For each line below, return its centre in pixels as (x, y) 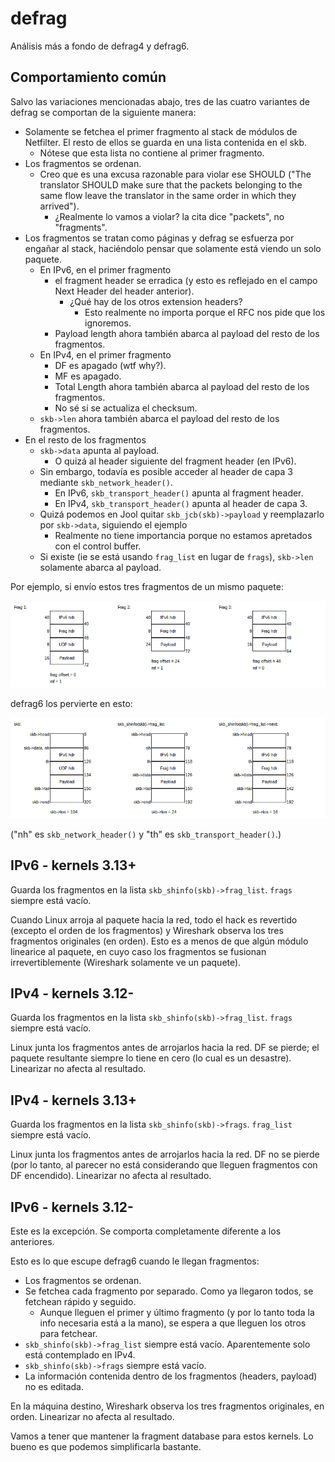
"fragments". (81, 227)
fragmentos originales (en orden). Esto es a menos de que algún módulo (159, 941)
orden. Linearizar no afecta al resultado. (92, 1416)
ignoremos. (108, 323)
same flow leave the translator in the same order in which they (168, 195)
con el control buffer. (98, 546)
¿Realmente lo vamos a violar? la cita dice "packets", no (169, 216)
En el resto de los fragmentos (85, 439)
